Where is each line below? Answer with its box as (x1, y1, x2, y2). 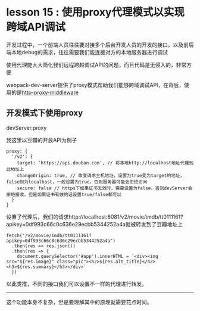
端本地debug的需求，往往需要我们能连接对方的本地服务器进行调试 (6, 48, 168, 55)
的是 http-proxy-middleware (11, 89, 79, 96)
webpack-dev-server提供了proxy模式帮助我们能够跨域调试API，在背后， (6, 81, 185, 88)
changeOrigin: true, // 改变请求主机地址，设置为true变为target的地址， (17, 172, 185, 179)
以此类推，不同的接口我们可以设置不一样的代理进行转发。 (6, 280, 147, 287)
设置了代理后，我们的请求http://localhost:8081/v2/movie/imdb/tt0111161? (6, 213, 183, 220)
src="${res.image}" (6, 259, 55, 265)
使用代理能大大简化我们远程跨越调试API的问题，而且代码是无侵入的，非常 (6, 61, 187, 69)
